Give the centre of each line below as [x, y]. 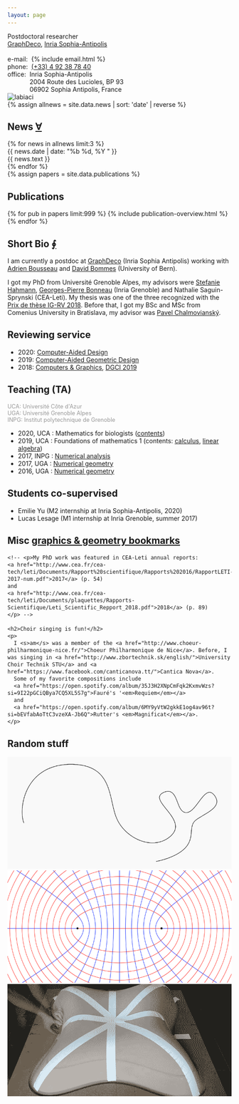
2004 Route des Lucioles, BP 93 [77, 81]
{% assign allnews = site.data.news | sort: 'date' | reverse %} [97, 104]
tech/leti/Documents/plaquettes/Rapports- [71, 601]
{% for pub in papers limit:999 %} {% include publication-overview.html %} [118, 214]
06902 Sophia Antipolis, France [76, 89]
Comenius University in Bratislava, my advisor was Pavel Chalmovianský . [114, 313]
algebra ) [30, 448]
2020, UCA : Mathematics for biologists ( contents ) [91, 433]
